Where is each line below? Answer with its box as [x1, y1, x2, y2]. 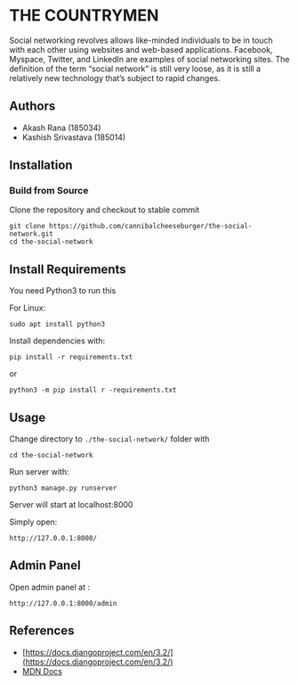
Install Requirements [9, 261, 126, 276]
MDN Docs [21, 665, 62, 676]
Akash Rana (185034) [21, 122, 101, 133]
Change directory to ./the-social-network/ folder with [9, 433, 210, 444]
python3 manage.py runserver [9, 483, 117, 493]
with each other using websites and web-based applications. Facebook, [9, 44, 273, 54]
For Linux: [9, 302, 46, 313]
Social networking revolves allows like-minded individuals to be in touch [9, 35, 273, 45]
